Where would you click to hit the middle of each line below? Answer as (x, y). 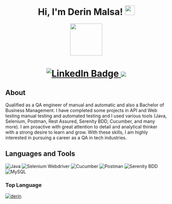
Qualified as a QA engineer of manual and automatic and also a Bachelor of (85, 105)
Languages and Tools (40, 154)
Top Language (24, 185)
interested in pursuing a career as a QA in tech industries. (66, 137)
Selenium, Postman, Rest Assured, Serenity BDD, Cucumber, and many (80, 121)
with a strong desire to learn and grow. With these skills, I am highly (77, 132)
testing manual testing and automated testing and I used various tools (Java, (86, 116)
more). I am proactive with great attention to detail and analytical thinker (81, 126)
